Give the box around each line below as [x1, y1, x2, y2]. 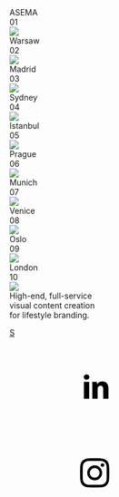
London [9, 262, 38, 273]
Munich [9, 177, 38, 188]
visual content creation [9, 300, 95, 310]
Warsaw [9, 35, 40, 46]
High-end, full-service [9, 290, 93, 301]
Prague [9, 149, 37, 160]
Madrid [9, 63, 36, 74]
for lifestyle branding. [9, 310, 90, 320]
